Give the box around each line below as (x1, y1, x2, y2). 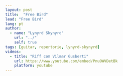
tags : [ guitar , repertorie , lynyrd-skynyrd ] (5, 44, 100, 49)
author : (5, 26, 22, 31)
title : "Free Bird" (5, 12, 49, 17)
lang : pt (5, 21, 24, 26)
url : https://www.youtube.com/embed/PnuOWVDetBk (14, 58, 118, 63)
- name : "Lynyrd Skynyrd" (10, 30, 64, 35)
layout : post (5, 7, 33, 12)
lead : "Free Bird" (5, 16, 44, 21)
